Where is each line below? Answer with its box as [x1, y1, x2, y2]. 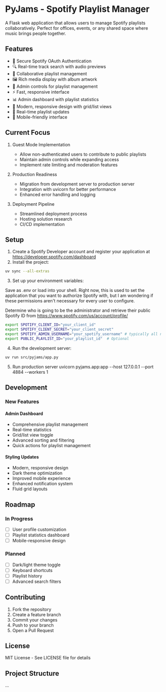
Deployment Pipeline [12, 201, 55, 207]
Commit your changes [12, 617, 58, 623]
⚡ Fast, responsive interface [12, 89, 70, 95]
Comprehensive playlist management [12, 421, 88, 427]
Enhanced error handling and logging [19, 191, 96, 197]
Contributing [5, 593, 45, 602]
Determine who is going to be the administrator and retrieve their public [5, 307, 151, 313]
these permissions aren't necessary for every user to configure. [5, 298, 135, 304]
